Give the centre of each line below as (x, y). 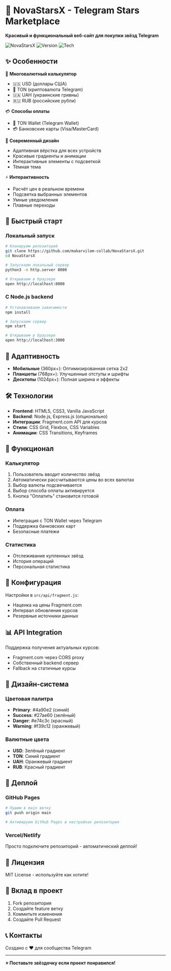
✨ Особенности (32, 62)
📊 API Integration (34, 633)
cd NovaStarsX (20, 256)
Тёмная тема (27, 167)
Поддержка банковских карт (44, 526)
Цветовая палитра (29, 698)
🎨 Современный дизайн (32, 141)
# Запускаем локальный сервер (37, 265)
